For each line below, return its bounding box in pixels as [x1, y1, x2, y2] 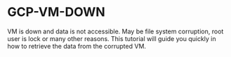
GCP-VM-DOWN [7, 4, 105, 20]
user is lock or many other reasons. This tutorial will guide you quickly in [7, 34, 216, 42]
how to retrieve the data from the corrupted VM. [7, 42, 146, 50]
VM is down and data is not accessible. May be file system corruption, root [7, 27, 224, 35]
